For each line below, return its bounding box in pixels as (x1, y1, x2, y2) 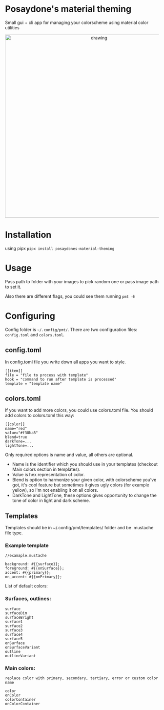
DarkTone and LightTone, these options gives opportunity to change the (12, 492, 157, 499)
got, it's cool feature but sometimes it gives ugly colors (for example (12, 482, 150, 488)
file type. (5, 530, 23, 536)
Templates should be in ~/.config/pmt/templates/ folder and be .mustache (5, 525, 154, 531)
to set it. (5, 284, 21, 290)
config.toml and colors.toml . (5, 332, 65, 337)
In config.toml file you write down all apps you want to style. (5, 359, 126, 365)
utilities (5, 24, 20, 30)
